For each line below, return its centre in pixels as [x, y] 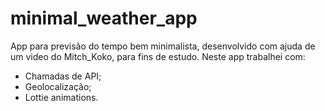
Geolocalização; [58, 86]
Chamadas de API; [63, 76]
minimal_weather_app [104, 18]
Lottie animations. [61, 97]
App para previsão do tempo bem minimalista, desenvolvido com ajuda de [163, 46]
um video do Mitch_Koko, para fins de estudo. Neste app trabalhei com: [158, 56]
